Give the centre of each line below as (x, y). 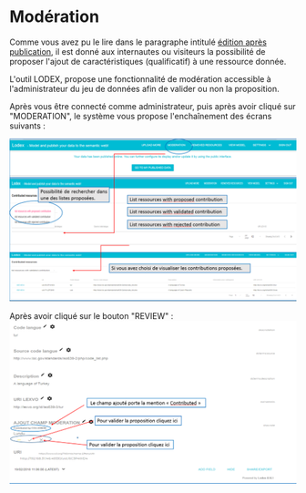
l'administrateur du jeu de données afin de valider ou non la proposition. (144, 88)
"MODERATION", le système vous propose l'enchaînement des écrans (141, 116)
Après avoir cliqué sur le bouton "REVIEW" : (92, 316)
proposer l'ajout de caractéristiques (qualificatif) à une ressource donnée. (148, 61)
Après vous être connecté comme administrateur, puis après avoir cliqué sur (153, 106)
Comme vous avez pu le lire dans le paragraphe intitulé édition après (138, 42)
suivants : (27, 126)
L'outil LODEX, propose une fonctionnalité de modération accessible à (140, 78)
